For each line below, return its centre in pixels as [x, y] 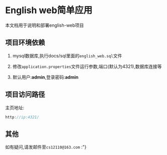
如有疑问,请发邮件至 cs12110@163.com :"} [46, 147]
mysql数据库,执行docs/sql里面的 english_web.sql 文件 [67, 55]
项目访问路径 [25, 94]
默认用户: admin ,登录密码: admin [46, 77]
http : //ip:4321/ [22, 117]
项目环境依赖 [25, 43]
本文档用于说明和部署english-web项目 [45, 25]
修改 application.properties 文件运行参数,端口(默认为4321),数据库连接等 [87, 66]
